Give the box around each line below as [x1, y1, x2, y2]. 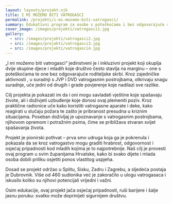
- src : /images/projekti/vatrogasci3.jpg [10, 41, 100, 46]
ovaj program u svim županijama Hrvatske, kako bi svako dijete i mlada [5, 151, 155, 157]
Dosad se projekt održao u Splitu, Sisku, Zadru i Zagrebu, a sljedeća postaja [5, 166, 166, 172]
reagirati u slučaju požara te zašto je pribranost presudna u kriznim [5, 108, 148, 114]
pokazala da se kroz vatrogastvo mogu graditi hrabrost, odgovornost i [5, 140, 153, 146]
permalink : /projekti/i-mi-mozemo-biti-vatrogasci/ [5, 17, 118, 22]
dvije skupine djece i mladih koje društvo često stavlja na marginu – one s [5, 65, 161, 71]
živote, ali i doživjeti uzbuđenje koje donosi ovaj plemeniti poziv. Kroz [5, 97, 152, 103]
